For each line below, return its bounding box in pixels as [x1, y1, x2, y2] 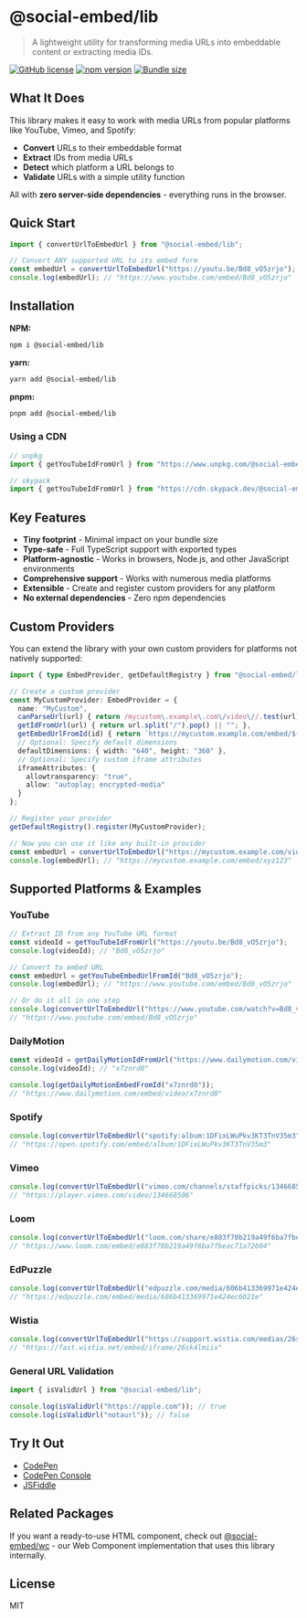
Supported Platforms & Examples [9, 881, 202, 896]
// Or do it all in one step [9, 996, 121, 1006]
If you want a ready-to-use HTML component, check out [9, 1530, 222, 1541]
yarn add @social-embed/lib [9, 375, 117, 384]
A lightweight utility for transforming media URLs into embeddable [31, 37, 281, 48]
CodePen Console [22, 1469, 91, 1481]
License [9, 1576, 56, 1592]
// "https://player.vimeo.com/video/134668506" [9, 1190, 195, 1200]
